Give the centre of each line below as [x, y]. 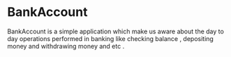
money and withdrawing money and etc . [66, 46]
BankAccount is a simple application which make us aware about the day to [116, 31]
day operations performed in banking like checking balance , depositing [111, 38]
